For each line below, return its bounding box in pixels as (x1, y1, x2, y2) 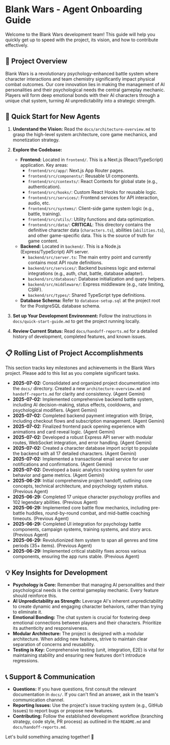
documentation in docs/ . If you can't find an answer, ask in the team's (12, 691, 159, 697)
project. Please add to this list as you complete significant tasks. (5, 370, 140, 376)
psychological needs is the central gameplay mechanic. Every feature (12, 587, 159, 594)
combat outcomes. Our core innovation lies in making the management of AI (5, 81, 165, 87)
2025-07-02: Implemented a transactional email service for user (12, 456, 149, 462)
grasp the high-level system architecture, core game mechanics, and (12, 131, 157, 137)
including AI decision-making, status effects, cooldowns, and (12, 402, 141, 408)
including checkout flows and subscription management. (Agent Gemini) (12, 418, 165, 424)
